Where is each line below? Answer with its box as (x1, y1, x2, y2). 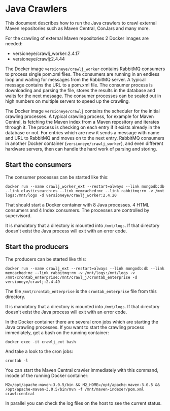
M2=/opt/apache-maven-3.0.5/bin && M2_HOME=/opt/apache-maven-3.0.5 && (5, 382, 160, 387)
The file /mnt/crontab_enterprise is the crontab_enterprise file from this (5, 288, 157, 294)
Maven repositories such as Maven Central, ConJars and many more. (5, 25, 150, 31)
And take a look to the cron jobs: (5, 348, 74, 354)
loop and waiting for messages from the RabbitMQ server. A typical (5, 76, 146, 82)
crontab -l (5, 358, 28, 363)
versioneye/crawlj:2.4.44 (12, 55, 65, 62)
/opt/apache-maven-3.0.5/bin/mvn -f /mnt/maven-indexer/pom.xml (5, 387, 144, 392)
